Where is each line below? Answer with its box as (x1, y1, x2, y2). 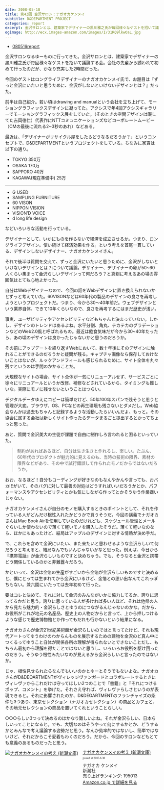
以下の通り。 (5, 146, 31, 152)
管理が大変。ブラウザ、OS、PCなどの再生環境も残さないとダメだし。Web (5, 403, 154, 408)
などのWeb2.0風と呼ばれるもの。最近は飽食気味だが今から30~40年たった (9, 329, 159, 334)
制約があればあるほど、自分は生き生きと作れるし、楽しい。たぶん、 (17, 448, 154, 454)
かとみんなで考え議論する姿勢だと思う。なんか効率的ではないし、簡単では (5, 728, 155, 733)
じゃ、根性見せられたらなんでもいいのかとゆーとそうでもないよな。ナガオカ (5, 668, 159, 674)
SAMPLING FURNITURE (12, 195, 60, 200)
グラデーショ (133, 322, 159, 328)
